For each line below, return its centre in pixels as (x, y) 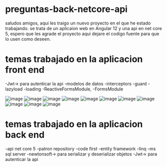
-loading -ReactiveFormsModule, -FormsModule (73, 89)
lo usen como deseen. (28, 39)
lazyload (14, 89)
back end (25, 135)
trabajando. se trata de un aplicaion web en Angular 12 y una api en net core (84, 28)
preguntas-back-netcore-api (66, 9)
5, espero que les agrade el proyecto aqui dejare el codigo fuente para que (82, 33)
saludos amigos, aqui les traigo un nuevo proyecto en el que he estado (78, 23)
